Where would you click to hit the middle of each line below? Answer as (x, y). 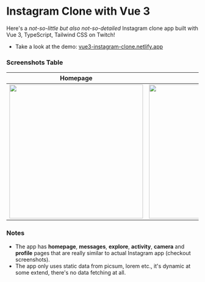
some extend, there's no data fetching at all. (70, 272)
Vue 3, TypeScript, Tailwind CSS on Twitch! (61, 34)
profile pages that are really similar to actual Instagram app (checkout (103, 253)
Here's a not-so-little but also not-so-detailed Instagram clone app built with (102, 28)
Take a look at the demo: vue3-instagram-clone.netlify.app (89, 46)
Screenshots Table (35, 62)
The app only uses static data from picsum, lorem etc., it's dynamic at (103, 266)
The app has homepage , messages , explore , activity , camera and (100, 247)
